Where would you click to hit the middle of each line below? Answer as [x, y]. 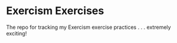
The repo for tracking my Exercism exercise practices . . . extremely [89, 27]
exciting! [17, 33]
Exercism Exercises [55, 11]
